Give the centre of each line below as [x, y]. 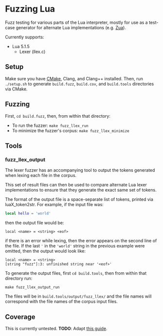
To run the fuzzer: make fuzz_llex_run [50, 125]
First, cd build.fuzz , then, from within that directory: [58, 116]
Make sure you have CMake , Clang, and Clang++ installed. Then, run [74, 78]
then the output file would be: [35, 223]
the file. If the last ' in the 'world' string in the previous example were [75, 246]
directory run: [19, 279]
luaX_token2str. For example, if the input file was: [54, 205]
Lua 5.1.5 [21, 46]
